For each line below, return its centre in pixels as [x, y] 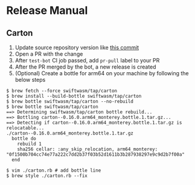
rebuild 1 [30, 144]
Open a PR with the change [49, 54]
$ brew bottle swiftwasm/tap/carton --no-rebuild [70, 101]
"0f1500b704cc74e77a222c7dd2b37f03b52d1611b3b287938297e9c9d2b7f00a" [96, 155]
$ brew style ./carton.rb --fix [47, 176]
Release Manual [47, 11]
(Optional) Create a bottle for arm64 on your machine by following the [102, 73]
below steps [30, 80]
